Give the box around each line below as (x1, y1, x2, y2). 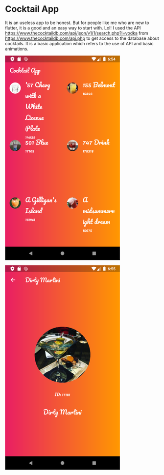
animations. (5, 46, 28, 52)
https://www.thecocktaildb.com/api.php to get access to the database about (5, 35, 159, 41)
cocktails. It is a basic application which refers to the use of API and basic (5, 40, 154, 46)
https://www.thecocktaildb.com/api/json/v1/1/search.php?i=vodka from (5, 30, 148, 36)
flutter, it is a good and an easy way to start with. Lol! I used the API (5, 25, 141, 30)
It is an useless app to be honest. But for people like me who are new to (5, 20, 149, 26)
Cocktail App (5, 3, 59, 15)
